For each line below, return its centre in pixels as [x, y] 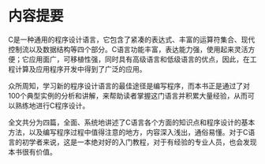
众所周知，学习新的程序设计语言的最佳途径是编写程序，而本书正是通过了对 [129, 86]
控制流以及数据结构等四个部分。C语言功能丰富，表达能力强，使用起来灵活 [128, 49]
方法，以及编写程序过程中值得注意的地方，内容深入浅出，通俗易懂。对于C [128, 132]
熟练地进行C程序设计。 [52, 105]
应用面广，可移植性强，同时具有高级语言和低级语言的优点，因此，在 [139, 59]
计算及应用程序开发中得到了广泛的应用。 [80, 69]
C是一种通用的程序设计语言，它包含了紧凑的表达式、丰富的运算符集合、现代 [132, 39]
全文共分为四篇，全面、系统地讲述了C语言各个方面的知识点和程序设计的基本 [132, 122]
